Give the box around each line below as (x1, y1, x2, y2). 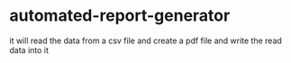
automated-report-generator (9, 5, 231, 26)
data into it (9, 44, 50, 55)
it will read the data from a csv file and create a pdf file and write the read (9, 35, 282, 46)
